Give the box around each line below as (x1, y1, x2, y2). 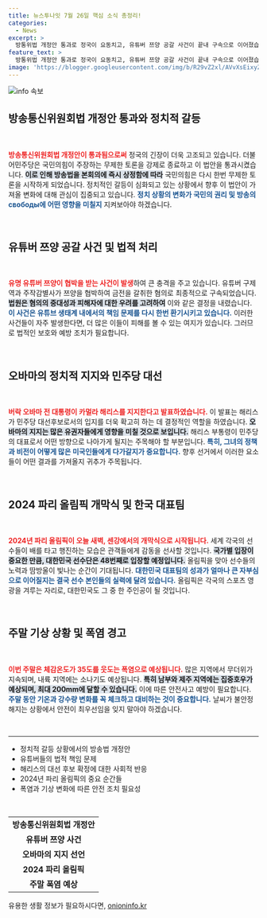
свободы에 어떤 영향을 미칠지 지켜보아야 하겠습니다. (8, 200, 172, 209)
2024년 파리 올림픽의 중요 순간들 (19, 773, 122, 784)
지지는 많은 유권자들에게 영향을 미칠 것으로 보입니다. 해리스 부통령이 (29, 427, 238, 437)
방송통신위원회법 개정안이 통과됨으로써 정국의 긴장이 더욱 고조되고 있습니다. (8, 150, 242, 159)
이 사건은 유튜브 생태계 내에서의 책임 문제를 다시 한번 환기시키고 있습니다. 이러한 (8, 308, 253, 318)
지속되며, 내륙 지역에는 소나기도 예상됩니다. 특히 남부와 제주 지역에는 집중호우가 (8, 674, 253, 684)
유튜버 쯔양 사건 (25, 834, 82, 845)
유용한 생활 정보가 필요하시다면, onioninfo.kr (8, 900, 147, 910)
